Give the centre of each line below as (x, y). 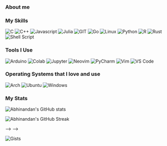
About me (18, 7)
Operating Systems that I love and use (53, 74)
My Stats (16, 98)
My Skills (17, 20)
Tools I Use (19, 50)
